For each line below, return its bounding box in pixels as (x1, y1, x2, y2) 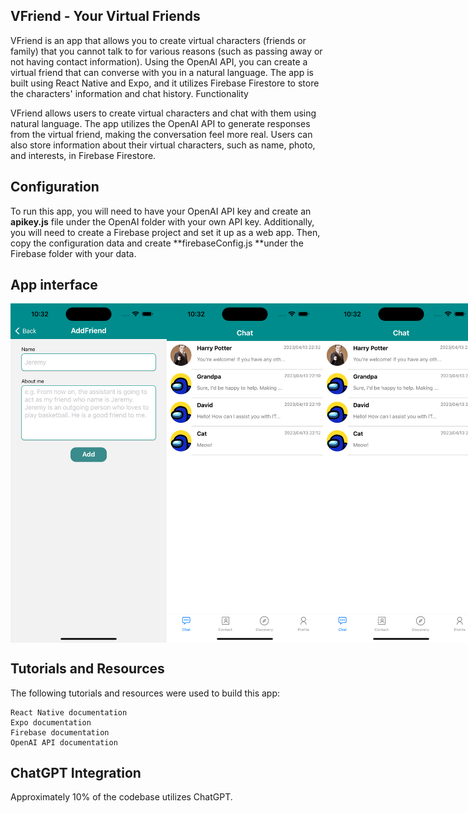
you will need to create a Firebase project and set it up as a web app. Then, (10, 226, 321, 238)
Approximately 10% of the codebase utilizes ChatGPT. (10, 791, 233, 803)
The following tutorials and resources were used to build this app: (10, 687, 281, 699)
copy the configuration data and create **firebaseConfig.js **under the (10, 237, 304, 249)
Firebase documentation (10, 727, 110, 738)
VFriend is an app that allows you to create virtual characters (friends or (10, 34, 307, 46)
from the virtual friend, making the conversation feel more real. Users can (10, 128, 313, 140)
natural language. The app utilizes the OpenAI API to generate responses (10, 117, 311, 129)
